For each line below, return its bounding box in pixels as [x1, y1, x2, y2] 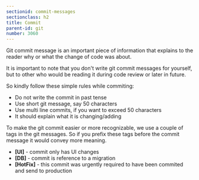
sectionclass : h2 [6, 14, 49, 20]
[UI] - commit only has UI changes [14, 149, 99, 156]
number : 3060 [6, 31, 39, 37]
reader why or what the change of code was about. [6, 53, 132, 60]
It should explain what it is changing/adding [14, 113, 122, 120]
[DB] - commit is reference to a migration [14, 155, 116, 162]
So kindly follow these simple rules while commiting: [6, 82, 134, 89]
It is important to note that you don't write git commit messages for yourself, [6, 65, 192, 72]
